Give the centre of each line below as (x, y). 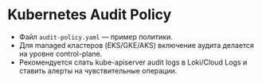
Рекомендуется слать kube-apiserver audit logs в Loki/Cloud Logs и (133, 62)
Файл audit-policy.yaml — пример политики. (96, 37)
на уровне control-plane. (61, 53)
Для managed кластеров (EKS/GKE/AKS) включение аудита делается (136, 45)
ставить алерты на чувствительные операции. (98, 70)
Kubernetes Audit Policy (90, 15)
